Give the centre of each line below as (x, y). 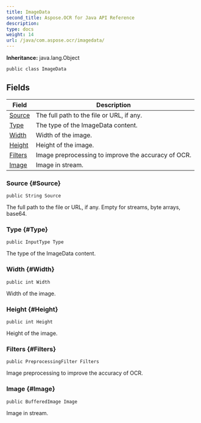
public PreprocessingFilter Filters (53, 362)
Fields (18, 88)
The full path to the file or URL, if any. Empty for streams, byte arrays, (93, 207)
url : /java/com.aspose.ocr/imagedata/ (55, 40)
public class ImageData (37, 69)
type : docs (20, 29)
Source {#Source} (33, 183)
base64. (17, 214)
